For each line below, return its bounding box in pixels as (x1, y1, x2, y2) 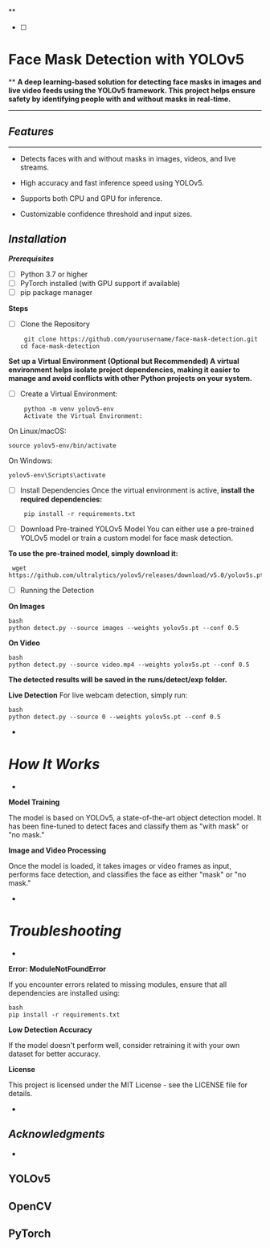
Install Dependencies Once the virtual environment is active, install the (19, 485, 255, 495)
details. (8, 1088, 33, 1098)
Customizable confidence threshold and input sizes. (19, 209, 193, 219)
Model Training (8, 797, 60, 807)
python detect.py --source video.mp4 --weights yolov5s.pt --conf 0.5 (8, 661, 250, 669)
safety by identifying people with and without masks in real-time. (8, 94, 231, 104)
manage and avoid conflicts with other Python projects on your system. (8, 373, 253, 383)
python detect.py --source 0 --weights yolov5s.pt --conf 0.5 (8, 713, 221, 722)
